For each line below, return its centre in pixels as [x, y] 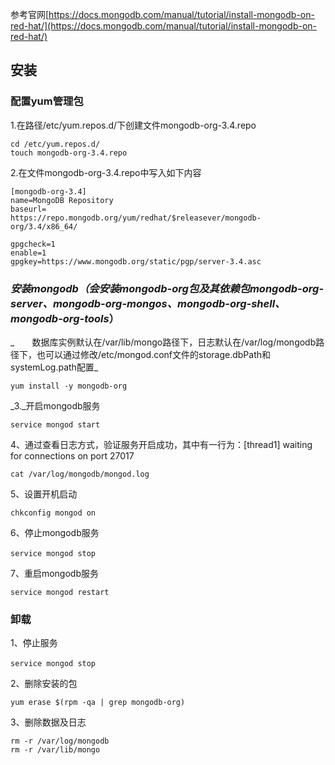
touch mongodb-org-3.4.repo [69, 153]
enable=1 [28, 253]
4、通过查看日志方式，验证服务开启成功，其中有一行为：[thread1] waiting [161, 444]
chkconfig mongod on [53, 513]
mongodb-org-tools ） [65, 318]
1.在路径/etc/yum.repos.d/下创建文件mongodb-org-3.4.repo [133, 125]
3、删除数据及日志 [48, 722]
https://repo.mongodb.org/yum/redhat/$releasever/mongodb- [136, 218]
